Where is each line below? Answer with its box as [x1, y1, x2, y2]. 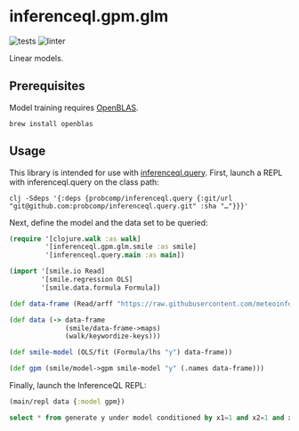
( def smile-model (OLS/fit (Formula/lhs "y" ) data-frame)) [9, 348, 233, 357]
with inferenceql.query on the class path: [9, 176, 160, 188]
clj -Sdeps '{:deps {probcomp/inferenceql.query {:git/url [9, 194, 233, 203]
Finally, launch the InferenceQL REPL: [9, 380, 147, 391]
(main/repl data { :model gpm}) [9, 397, 125, 406]
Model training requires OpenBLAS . [9, 102, 140, 113]
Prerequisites [9, 78, 85, 94]
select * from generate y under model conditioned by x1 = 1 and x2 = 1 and [9, 413, 285, 422]
